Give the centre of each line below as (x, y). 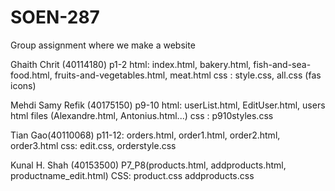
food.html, (31, 75)
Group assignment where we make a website (103, 45)
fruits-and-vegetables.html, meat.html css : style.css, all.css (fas (188, 75)
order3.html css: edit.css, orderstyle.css (93, 145)
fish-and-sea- (282, 64)
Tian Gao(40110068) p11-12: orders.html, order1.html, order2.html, (145, 135)
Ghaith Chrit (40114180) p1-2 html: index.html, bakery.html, (131, 64)
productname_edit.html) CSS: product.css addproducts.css (132, 175)
